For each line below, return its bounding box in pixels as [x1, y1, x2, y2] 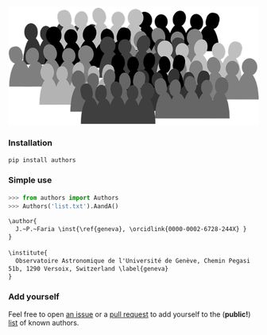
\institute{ [8, 249, 48, 257]
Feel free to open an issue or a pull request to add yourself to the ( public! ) [8, 309, 251, 319]
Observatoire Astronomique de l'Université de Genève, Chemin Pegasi [15, 257, 250, 265]
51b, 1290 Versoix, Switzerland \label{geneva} [8, 265, 169, 273]
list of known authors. [8, 318, 79, 327]
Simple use [8, 175, 52, 186]
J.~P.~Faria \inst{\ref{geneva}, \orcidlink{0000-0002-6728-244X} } [15, 225, 247, 233]
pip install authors [8, 156, 77, 164]
